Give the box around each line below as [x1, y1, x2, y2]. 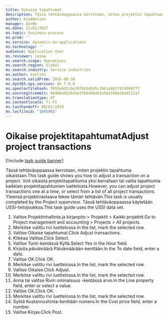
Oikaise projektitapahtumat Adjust [5, 130, 149, 142]
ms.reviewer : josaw [5, 53, 46, 59]
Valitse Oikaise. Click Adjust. [12, 267, 70, 273]
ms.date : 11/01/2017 [5, 26, 49, 31]
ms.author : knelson [5, 72, 46, 77]
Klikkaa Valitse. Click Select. [12, 235, 69, 241]
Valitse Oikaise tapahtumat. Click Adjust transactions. [12, 229, 121, 235]
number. [12, 304, 30, 310]
